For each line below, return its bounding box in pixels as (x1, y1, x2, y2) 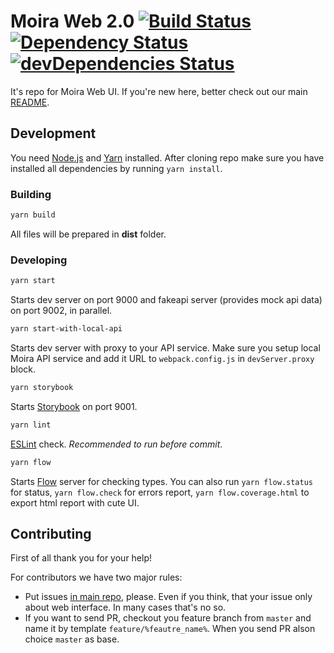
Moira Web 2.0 (10, 10, 135, 33)
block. (10, 363, 37, 375)
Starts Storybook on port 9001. (10, 400, 138, 412)
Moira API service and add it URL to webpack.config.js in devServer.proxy (10, 352, 315, 364)
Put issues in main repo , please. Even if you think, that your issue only (24, 591, 313, 603)
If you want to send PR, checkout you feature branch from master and (24, 612, 312, 624)
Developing (10, 253, 68, 267)
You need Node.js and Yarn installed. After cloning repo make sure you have (10, 151, 325, 164)
